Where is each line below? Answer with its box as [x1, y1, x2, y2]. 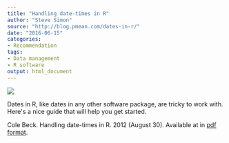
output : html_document [7, 68, 72, 75]
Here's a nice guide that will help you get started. [7, 107, 147, 115]
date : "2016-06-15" [7, 29, 63, 37]
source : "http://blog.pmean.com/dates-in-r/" [7, 23, 140, 30]
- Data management [7, 55, 60, 62]
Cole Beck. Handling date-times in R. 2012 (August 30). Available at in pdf [7, 120, 217, 128]
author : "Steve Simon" [7, 17, 72, 23]
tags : [7, 49, 23, 56]
